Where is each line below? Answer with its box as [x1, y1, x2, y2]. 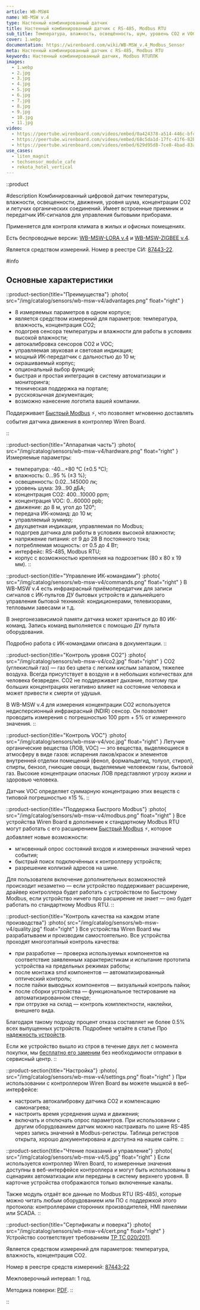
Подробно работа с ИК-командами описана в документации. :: [6, 640, 167, 647]
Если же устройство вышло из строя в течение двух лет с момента [6, 1042, 179, 1050]
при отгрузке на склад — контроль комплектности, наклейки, [14, 1000, 173, 1007]
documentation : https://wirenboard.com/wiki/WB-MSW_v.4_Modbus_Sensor [6, 42, 185, 48]
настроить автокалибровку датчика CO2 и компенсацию [14, 1097, 161, 1105]
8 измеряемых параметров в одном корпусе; [14, 308, 132, 315]
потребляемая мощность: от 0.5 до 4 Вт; [14, 541, 119, 548]
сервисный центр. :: [6, 1055, 57, 1062]
